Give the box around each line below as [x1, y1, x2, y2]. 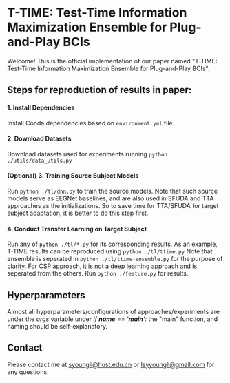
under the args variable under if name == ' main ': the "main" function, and [7, 315, 218, 323]
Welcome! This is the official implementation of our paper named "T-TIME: [7, 56, 218, 65]
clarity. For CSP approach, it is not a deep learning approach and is [7, 262, 198, 270]
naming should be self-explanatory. [7, 322, 108, 330]
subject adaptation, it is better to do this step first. [7, 209, 149, 217]
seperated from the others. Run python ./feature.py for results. [7, 269, 189, 278]
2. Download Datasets [7, 134, 72, 143]
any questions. [7, 367, 50, 376]
